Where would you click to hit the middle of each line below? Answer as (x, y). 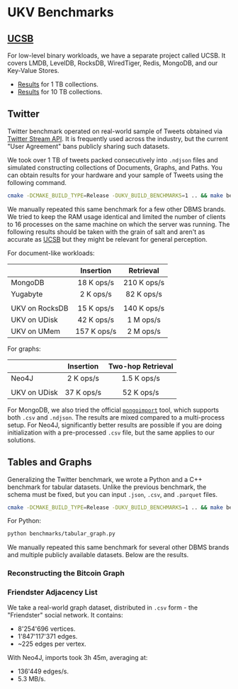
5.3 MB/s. (32, 679)
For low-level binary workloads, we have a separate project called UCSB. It (117, 55)
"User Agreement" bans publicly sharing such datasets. (89, 146)
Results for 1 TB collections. (58, 84)
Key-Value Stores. (33, 71)
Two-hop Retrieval (141, 366)
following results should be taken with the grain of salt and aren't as (106, 232)
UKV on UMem (36, 331)
